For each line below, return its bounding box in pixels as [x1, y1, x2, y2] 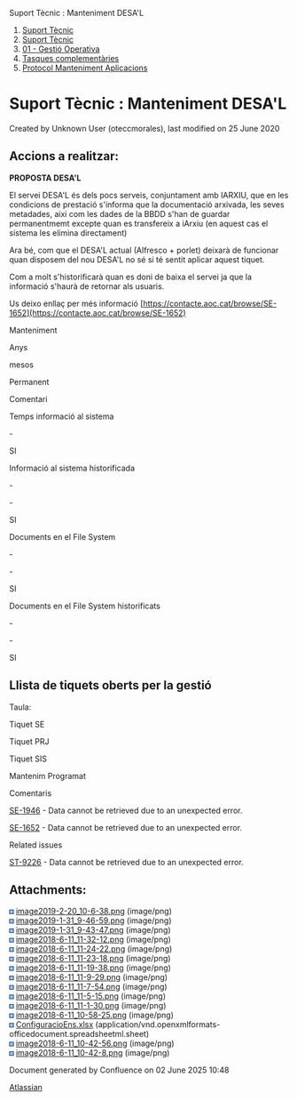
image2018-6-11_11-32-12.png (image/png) [15, 934, 171, 945]
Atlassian [9, 1082, 43, 1093]
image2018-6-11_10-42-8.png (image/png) [15, 1048, 170, 1058]
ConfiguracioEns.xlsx [15, 1019, 94, 1030]
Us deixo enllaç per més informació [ [9, 298, 144, 309]
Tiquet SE [9, 719, 45, 729]
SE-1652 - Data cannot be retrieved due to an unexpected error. [9, 822, 242, 832]
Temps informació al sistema [9, 411, 114, 422]
